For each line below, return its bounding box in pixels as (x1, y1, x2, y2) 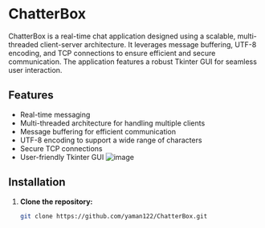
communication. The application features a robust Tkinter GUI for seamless (8, 57, 257, 66)
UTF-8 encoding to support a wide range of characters (19, 135, 202, 145)
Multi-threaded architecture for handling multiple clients (19, 118, 206, 128)
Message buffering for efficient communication (19, 126, 177, 136)
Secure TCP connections (19, 143, 103, 153)
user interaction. (8, 65, 63, 74)
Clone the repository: (19, 197, 93, 206)
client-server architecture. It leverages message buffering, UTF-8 (39, 39, 257, 49)
